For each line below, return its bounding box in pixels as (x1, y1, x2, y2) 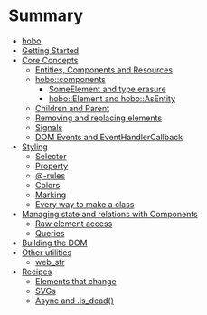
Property (34, 160, 69, 171)
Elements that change (34, 275, 117, 286)
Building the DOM (21, 237, 88, 248)
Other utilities (21, 246, 72, 258)
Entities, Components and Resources (34, 64, 174, 75)
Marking (34, 189, 67, 200)
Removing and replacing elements (34, 112, 163, 123)
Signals (34, 121, 63, 132)
